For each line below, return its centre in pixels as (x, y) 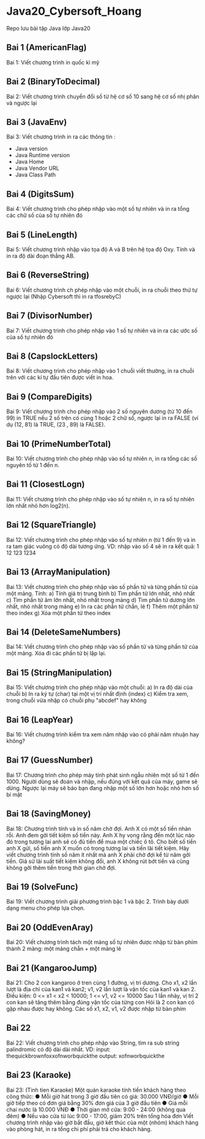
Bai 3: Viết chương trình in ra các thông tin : (61, 137)
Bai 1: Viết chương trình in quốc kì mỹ (53, 62)
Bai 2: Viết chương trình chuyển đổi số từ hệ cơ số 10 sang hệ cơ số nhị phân (103, 96)
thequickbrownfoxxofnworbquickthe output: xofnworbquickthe (86, 1056)
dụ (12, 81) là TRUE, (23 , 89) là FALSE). (56, 425)
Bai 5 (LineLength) (42, 234)
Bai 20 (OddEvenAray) (50, 927)
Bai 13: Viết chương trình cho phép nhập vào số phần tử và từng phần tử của (102, 587)
